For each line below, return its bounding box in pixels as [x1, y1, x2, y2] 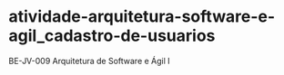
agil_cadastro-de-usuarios [8, 25, 216, 46]
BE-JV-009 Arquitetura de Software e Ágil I [8, 55, 170, 66]
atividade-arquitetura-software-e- [8, 6, 276, 27]
